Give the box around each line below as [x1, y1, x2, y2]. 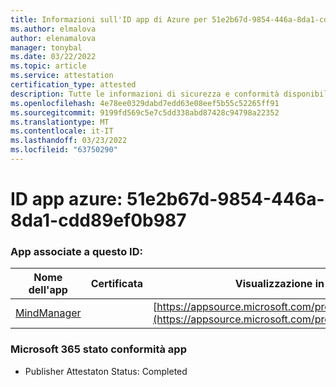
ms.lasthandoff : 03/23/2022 [10, 136, 128, 146]
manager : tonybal [10, 42, 83, 53]
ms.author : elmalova [10, 24, 97, 34]
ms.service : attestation [10, 71, 114, 81]
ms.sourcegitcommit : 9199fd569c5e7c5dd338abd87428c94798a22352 [10, 107, 280, 118]
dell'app [28, 283, 68, 297]
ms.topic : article [10, 61, 87, 71]
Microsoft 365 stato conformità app [10, 342, 187, 356]
